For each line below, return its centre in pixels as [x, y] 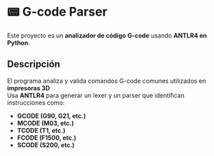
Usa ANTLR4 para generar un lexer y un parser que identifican [96, 95]
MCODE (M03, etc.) [45, 123]
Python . [19, 42]
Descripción [34, 64]
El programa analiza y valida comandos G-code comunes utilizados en [107, 81]
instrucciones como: [36, 103]
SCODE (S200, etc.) [46, 145]
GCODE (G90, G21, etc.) [51, 116]
